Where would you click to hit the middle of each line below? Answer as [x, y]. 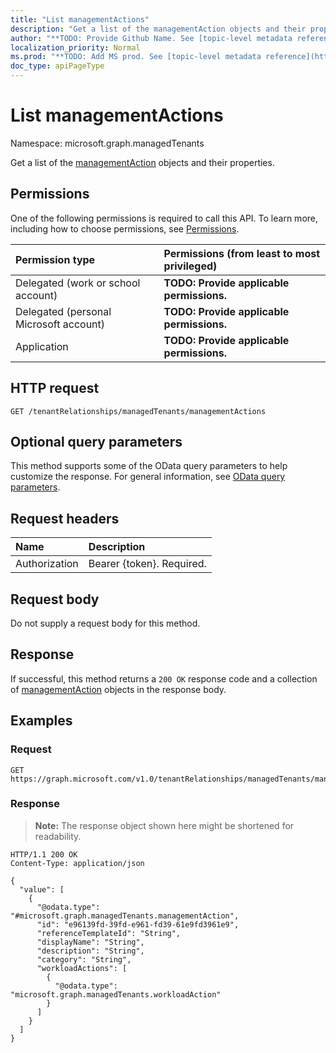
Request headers [65, 518]
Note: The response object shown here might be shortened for [164, 825]
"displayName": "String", [90, 942]
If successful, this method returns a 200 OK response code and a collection [164, 678]
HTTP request [55, 388]
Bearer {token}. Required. [147, 564]
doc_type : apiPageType [57, 66]
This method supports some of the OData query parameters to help [149, 466]
